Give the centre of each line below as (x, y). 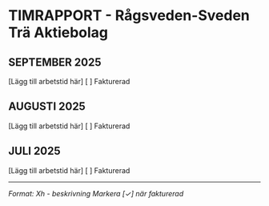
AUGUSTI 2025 (47, 107)
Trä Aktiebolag (58, 32)
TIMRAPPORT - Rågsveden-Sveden (129, 16)
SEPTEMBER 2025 (55, 62)
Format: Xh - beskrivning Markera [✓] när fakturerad (96, 193)
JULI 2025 (35, 151)
